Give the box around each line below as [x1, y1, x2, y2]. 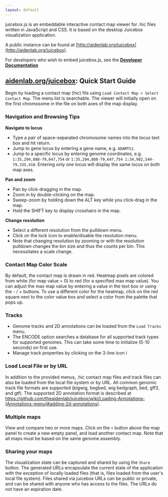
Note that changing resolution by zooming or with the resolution [12, 238, 144, 244]
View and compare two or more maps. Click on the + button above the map [5, 424, 160, 431]
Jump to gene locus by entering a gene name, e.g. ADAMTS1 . [12, 145, 135, 151]
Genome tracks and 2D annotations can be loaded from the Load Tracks [12, 323, 161, 329]
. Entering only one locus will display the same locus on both [35, 161, 160, 167]
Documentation [5, 62, 39, 68]
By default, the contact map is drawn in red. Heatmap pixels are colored [5, 272, 154, 278]
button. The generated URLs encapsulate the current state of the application [5, 465, 163, 471]
